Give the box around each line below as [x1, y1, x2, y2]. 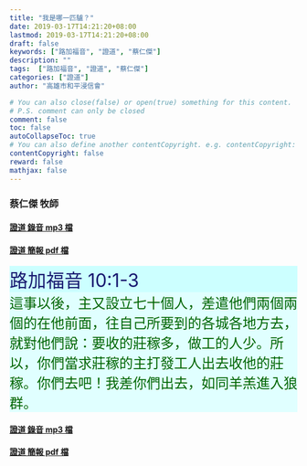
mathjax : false [9, 165, 68, 175]
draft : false [9, 38, 59, 48]
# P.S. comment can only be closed [9, 106, 145, 115]
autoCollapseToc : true [9, 132, 96, 142]
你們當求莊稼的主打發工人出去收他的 [36, 355, 270, 373]
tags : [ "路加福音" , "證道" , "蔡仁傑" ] [9, 65, 149, 74]
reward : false [9, 157, 64, 166]
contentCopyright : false [9, 149, 104, 158]
